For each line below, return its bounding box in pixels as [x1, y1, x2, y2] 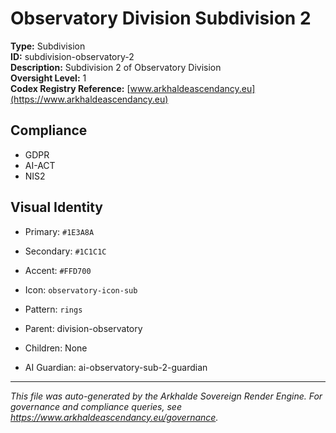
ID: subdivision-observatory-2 [10, 50, 135, 62]
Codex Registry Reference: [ [10, 82, 131, 94]
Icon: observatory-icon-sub [24, 283, 138, 296]
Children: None [24, 342, 88, 354]
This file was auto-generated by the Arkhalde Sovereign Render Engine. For [10, 390, 323, 402]
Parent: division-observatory [24, 322, 143, 334]
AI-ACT [24, 159, 56, 171]
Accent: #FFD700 [24, 264, 92, 276]
